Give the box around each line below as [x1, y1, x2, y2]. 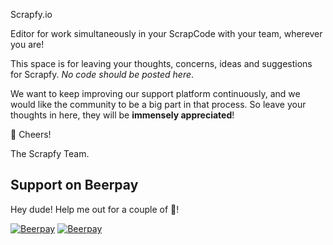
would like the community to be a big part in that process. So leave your [10, 99, 307, 110]
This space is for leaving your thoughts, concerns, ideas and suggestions [10, 58, 313, 69]
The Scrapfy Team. [10, 148, 90, 159]
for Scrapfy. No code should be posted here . [10, 69, 195, 80]
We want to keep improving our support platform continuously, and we [10, 88, 301, 99]
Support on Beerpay [10, 177, 139, 194]
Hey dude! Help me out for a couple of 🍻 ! [10, 203, 180, 215]
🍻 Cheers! [10, 129, 52, 140]
